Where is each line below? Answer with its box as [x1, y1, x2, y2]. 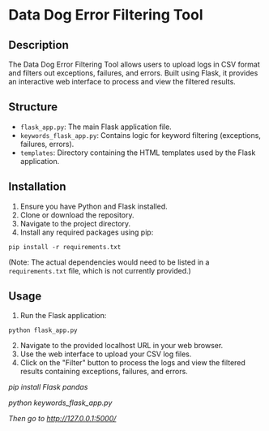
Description [8, 38, 69, 52]
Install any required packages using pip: [19, 227, 154, 237]
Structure [8, 100, 58, 114]
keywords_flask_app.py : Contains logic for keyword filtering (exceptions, [19, 130, 262, 140]
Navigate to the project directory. [19, 218, 131, 228]
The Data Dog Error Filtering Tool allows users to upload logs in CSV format [8, 59, 261, 69]
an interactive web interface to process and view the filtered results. [8, 77, 237, 86]
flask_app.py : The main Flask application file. [19, 122, 172, 131]
